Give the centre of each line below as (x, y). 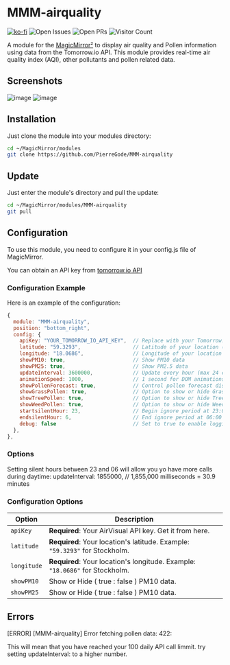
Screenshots (35, 81)
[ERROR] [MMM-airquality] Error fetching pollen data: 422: (90, 633)
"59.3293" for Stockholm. (89, 550)
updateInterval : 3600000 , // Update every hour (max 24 (119, 373)
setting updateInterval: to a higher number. (67, 654)
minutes (18, 483)
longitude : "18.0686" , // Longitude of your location (121, 354)
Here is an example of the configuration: (64, 303)
